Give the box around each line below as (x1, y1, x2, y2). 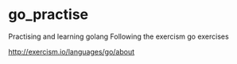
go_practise (8, 6, 89, 24)
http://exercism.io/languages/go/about (8, 47, 135, 56)
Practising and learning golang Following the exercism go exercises (8, 32, 229, 41)
